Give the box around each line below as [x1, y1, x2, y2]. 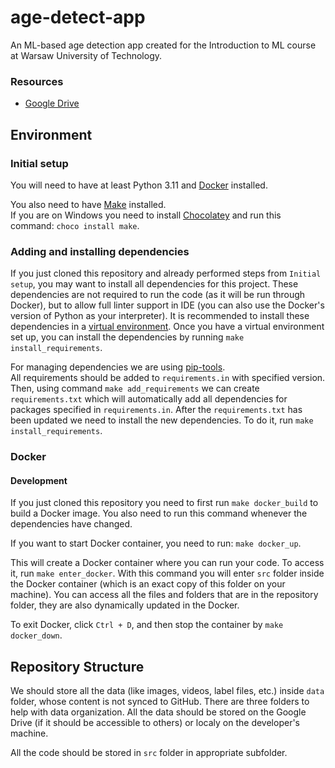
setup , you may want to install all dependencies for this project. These [10, 278, 299, 290]
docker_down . [10, 629, 63, 641]
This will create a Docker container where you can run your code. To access [10, 557, 325, 569]
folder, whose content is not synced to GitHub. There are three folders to [10, 696, 310, 708]
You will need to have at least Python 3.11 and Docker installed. [10, 179, 268, 191]
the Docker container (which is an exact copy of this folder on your [10, 578, 286, 590]
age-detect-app [10, 6, 146, 29]
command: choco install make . [10, 219, 140, 231]
